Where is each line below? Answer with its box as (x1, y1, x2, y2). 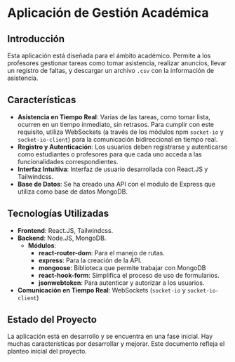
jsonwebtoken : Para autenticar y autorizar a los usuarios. (38, 279, 205, 287)
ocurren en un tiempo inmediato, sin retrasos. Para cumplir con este (17, 120, 215, 128)
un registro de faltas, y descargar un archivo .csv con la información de (7, 67, 215, 74)
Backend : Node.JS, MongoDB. (17, 234, 107, 242)
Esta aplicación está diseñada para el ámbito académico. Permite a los (7, 51, 211, 60)
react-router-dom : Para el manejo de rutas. (38, 248, 165, 257)
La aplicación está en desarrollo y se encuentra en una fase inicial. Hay (7, 332, 213, 341)
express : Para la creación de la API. (38, 256, 142, 264)
